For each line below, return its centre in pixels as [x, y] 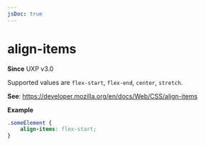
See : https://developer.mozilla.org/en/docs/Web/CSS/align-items [102, 96]
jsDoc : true [25, 14]
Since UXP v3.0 [31, 69]
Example [21, 110]
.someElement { [30, 123]
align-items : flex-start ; [59, 129]
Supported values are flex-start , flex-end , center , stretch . [95, 82]
